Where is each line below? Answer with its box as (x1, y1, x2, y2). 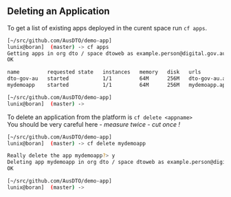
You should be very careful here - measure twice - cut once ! (7, 120, 181, 128)
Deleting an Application (7, 6, 110, 17)
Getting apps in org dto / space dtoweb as (7, 50, 134, 57)
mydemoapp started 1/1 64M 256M (7, 82, 180, 89)
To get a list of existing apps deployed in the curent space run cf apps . (7, 23, 208, 32)
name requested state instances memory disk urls (7, 69, 201, 76)
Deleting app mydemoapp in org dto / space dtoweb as (7, 158, 165, 166)
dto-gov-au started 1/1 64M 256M (7, 75, 180, 82)
